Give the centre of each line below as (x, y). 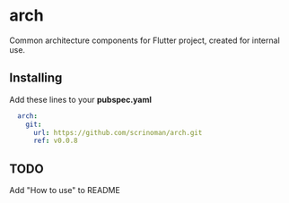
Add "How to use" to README (65, 190)
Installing (36, 78)
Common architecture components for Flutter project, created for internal (144, 40)
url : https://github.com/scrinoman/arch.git (118, 132)
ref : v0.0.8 (55, 141)
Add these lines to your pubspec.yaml (81, 99)
